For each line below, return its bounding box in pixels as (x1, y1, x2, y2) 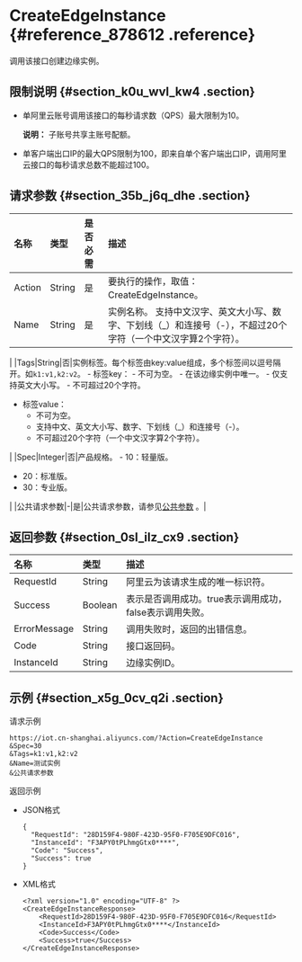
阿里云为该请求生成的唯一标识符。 (125, 576, 271, 589)
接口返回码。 (125, 640, 181, 653)
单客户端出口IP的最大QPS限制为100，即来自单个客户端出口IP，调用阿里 (22, 147, 288, 158)
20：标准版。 (22, 470, 73, 481)
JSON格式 (22, 805, 61, 815)
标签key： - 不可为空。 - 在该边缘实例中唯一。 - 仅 (93, 368, 280, 379)
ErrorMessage (13, 622, 75, 635)
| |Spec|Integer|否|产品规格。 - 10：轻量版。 (9, 451, 173, 462)
